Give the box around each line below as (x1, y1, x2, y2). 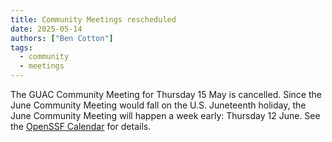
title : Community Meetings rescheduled (10, 14, 177, 25)
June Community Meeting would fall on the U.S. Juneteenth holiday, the (10, 99, 307, 111)
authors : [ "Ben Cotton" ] (10, 33, 114, 43)
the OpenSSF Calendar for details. (10, 121, 152, 132)
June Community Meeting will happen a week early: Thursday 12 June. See (10, 110, 321, 121)
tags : (10, 42, 33, 53)
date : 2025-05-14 (10, 24, 83, 34)
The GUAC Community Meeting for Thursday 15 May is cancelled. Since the (10, 89, 322, 100)
